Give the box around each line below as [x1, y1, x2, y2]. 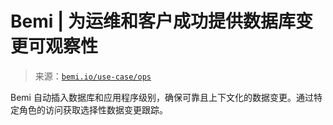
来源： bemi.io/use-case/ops [34, 70, 152, 82]
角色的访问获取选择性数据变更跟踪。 [18, 103, 168, 116]
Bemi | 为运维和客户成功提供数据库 [10, 10, 297, 33]
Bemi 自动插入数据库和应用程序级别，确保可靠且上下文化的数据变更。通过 [10, 91, 314, 103]
